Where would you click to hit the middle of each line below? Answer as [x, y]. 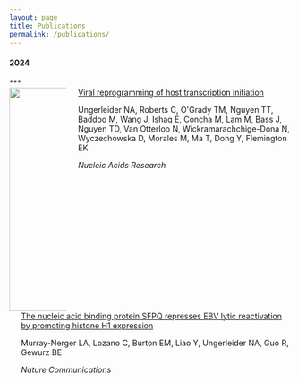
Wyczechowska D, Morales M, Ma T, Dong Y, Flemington [183, 138]
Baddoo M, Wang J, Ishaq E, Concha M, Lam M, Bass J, [180, 119]
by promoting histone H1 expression [87, 325]
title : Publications [48, 26]
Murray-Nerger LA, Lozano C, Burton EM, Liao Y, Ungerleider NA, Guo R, [155, 343]
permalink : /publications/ [60, 34]
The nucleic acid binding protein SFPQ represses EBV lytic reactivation [151, 316]
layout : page [34, 17]
